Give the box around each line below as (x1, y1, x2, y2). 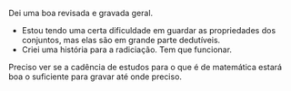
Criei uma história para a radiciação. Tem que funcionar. (21, 44, 233, 55)
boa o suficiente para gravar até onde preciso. (8, 71, 183, 82)
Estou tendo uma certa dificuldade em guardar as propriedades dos (21, 25, 276, 35)
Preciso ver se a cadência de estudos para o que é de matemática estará (8, 62, 283, 72)
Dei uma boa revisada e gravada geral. (8, 8, 154, 18)
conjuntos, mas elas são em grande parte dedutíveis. (21, 35, 221, 45)
